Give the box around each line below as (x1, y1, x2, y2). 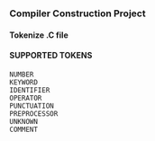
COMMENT (9, 125, 39, 134)
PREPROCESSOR (9, 109, 59, 119)
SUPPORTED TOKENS (9, 50, 93, 61)
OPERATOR (9, 93, 42, 102)
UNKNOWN (9, 117, 39, 126)
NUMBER (9, 70, 34, 79)
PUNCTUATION (9, 101, 54, 110)
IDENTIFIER (9, 85, 50, 94)
